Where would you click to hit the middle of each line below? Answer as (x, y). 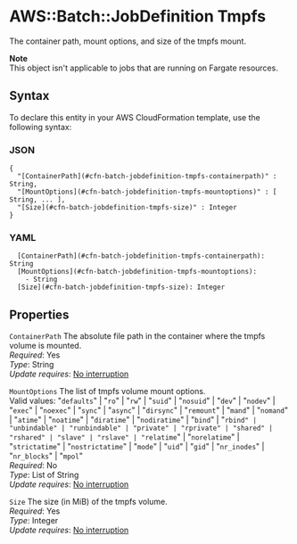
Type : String (32, 365)
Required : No (33, 466)
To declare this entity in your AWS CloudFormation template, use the (135, 117)
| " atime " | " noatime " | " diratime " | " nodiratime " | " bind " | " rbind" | (133, 420)
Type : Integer (34, 521)
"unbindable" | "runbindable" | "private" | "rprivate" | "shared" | (141, 429)
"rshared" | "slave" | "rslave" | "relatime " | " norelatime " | (124, 437)
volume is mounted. (45, 346)
